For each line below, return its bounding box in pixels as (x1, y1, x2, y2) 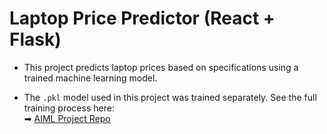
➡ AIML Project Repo (23, 112, 111, 124)
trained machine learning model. (23, 72, 158, 84)
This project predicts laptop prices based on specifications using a (23, 61, 299, 73)
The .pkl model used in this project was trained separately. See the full (23, 91, 317, 103)
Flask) (9, 28, 62, 51)
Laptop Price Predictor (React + (9, 7, 276, 30)
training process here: (23, 102, 115, 114)
